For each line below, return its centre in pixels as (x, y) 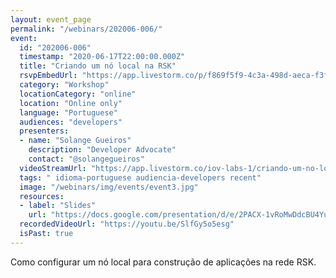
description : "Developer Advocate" (102, 150)
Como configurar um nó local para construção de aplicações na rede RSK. (163, 262)
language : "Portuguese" (68, 112)
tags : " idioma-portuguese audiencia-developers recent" (140, 177)
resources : (42, 196)
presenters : (44, 131)
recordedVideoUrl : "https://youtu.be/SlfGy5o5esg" (127, 224)
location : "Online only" (71, 103)
